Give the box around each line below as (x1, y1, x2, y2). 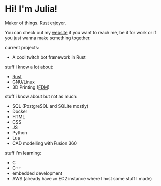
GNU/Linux (12, 79, 35, 85)
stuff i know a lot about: (5, 64, 54, 70)
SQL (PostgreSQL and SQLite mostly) (12, 103, 89, 109)
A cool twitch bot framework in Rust (12, 54, 86, 60)
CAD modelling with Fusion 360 (12, 140, 77, 146)
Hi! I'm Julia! (5, 3, 58, 15)
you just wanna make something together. (5, 35, 91, 41)
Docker (12, 108, 28, 114)
